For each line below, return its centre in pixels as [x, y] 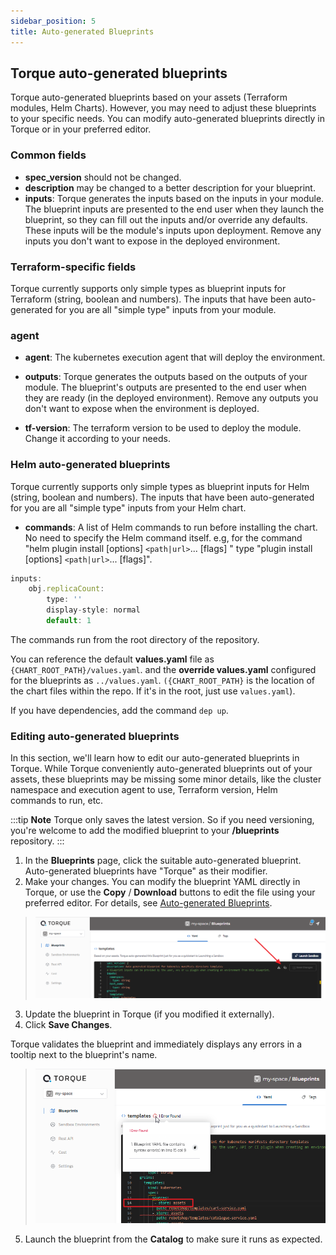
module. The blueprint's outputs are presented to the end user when [165, 387]
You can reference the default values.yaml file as [112, 659]
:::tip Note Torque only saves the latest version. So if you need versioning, [162, 820]
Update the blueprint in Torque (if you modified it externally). [149, 1014]
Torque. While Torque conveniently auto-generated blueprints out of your [161, 769]
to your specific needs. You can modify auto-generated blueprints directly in [167, 119]
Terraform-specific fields [73, 267]
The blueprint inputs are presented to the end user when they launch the [174, 209]
